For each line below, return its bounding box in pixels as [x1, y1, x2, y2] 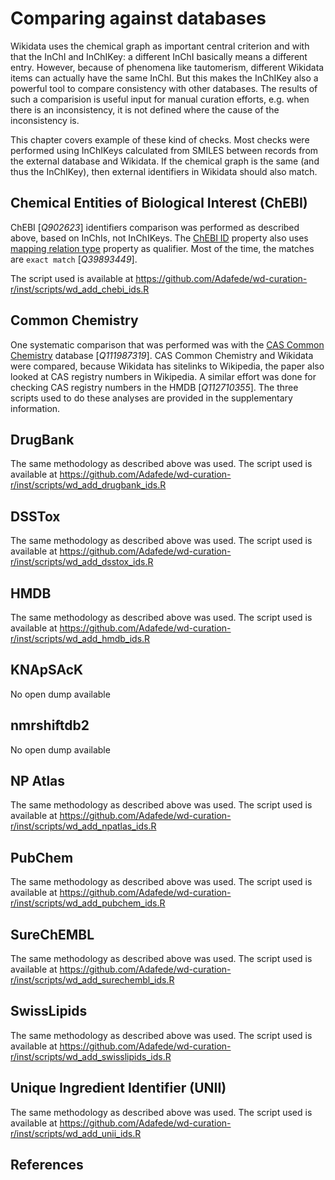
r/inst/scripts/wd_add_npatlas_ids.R [10, 820, 157, 832]
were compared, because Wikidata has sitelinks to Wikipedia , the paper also [10, 360, 325, 372]
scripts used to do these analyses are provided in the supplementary [10, 392, 293, 404]
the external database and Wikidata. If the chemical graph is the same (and [10, 155, 320, 167]
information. [10, 402, 61, 414]
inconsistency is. [10, 114, 80, 126]
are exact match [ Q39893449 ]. [10, 253, 138, 265]
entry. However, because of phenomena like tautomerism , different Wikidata [10, 61, 325, 73]
